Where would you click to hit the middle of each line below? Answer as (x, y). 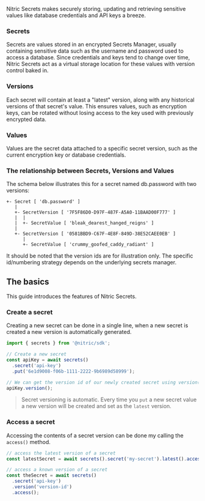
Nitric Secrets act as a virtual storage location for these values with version (101, 64)
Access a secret (31, 422)
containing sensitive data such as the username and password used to (95, 51)
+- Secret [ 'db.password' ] (43, 202)
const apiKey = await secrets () (47, 360)
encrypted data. (27, 119)
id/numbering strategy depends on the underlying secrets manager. (92, 262)
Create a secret (30, 312)
